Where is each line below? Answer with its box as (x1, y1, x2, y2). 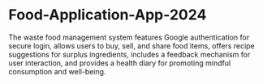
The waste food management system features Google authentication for (8, 32, 250, 42)
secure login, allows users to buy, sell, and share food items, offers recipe (8, 40, 256, 50)
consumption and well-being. (8, 66, 106, 76)
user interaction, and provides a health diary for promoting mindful (8, 58, 231, 68)
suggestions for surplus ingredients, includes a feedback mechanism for (8, 49, 251, 59)
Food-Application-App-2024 (8, 6, 207, 24)
